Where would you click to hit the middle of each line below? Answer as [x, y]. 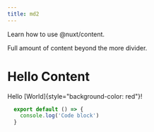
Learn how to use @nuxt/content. [56, 34]
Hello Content [49, 76]
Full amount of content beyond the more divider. [77, 48]
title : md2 [23, 14]
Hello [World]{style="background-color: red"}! [75, 96]
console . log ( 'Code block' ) [60, 116]
